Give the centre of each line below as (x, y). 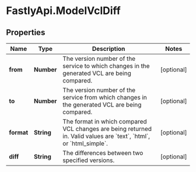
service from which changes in (105, 97)
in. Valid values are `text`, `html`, (106, 136)
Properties (26, 32)
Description (108, 49)
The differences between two (103, 153)
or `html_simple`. (85, 143)
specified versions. (89, 160)
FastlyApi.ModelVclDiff (63, 11)
